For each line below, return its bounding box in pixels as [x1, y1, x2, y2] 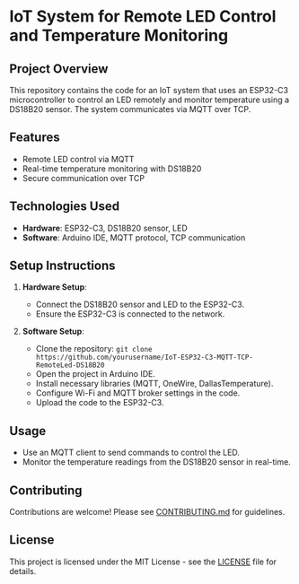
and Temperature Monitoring [9, 25, 229, 46]
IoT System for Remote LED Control [9, 6, 277, 27]
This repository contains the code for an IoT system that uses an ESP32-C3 [9, 85, 289, 95]
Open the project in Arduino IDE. [35, 369, 155, 379]
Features [9, 130, 60, 145]
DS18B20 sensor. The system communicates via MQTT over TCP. [9, 104, 251, 114]
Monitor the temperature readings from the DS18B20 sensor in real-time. [22, 457, 292, 467]
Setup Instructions [9, 258, 116, 274]
